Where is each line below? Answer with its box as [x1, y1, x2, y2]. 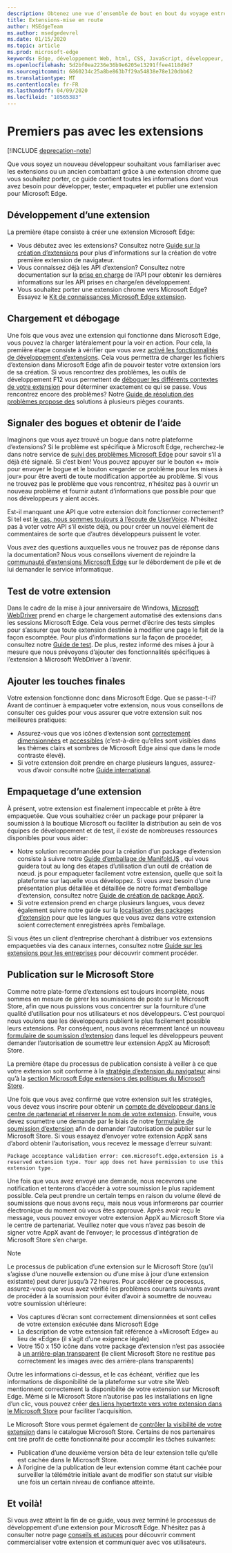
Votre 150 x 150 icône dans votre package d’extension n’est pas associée [17, 1342, 225, 1350]
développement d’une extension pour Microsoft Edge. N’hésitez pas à [7, 1523, 206, 1532]
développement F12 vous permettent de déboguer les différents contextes [7, 375, 219, 383]
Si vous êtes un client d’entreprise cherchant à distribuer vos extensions [7, 934, 213, 942]
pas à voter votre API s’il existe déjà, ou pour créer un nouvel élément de [7, 523, 214, 531]
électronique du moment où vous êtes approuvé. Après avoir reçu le [7, 1206, 201, 1215]
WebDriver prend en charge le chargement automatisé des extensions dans [7, 611, 222, 619]
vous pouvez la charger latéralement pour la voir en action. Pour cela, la [7, 338, 212, 347]
